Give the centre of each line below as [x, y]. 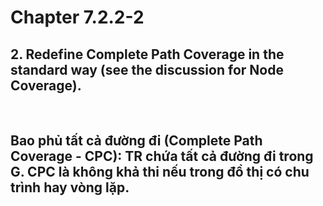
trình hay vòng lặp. [70, 187]
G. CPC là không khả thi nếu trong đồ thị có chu [160, 172]
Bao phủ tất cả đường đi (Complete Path [136, 141]
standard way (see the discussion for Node [147, 69]
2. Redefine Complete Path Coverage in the [147, 54]
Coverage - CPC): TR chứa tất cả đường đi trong [162, 156]
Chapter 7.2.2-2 [77, 17]
